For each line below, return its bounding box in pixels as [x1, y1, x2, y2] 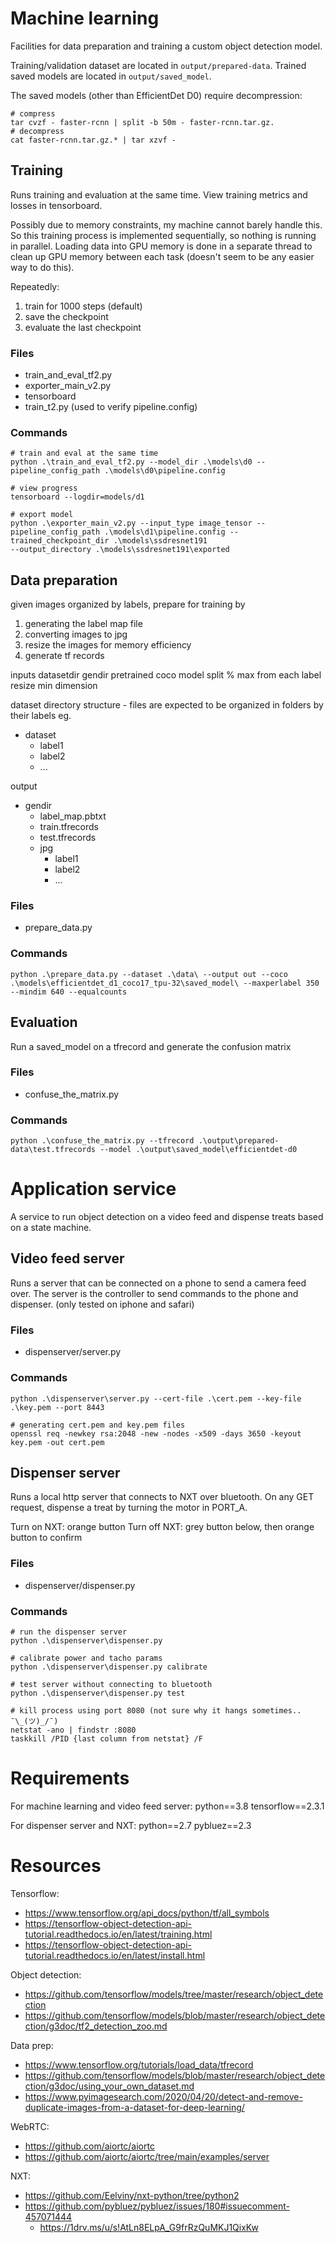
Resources [10, 1855, 102, 1877]
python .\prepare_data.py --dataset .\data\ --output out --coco [10, 969, 288, 979]
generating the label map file [24, 618, 143, 630]
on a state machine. [10, 1222, 92, 1234]
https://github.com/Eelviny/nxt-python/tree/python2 [24, 2189, 240, 2201]
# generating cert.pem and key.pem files [10, 1420, 186, 1430]
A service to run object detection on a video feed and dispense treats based [10, 1211, 324, 1223]
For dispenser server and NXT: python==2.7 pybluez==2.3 [10, 1819, 252, 1831]
